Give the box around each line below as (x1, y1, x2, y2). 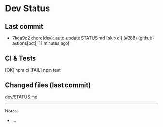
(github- (138, 35, 155, 41)
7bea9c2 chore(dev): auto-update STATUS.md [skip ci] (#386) (12, 35, 137, 41)
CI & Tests (5, 54, 36, 63)
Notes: (5, 108, 18, 114)
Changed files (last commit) (5, 81, 91, 90)
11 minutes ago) (38, 40, 70, 46)
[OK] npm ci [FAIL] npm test (5, 67, 61, 73)
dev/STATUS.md (5, 94, 38, 100)
